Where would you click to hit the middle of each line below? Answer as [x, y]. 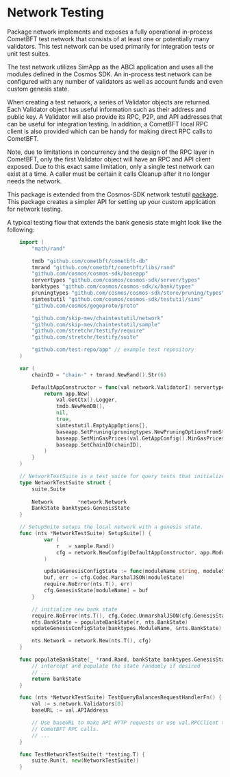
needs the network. [35, 181]
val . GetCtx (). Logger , [87, 400]
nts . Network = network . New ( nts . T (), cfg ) [92, 641]
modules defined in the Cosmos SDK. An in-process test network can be [110, 74]
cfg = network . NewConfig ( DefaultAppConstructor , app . [134, 552]
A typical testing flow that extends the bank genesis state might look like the [115, 222]
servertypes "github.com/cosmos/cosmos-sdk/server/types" [116, 280]
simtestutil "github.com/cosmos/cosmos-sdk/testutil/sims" [118, 299]
